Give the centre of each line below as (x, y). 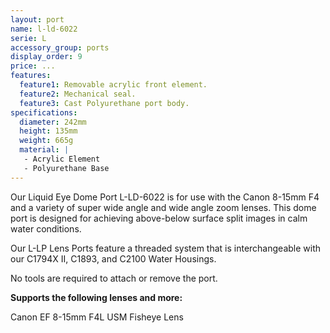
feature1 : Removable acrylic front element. (113, 85)
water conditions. (46, 228)
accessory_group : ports (60, 47)
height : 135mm (48, 131)
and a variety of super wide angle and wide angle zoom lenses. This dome (163, 207)
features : (31, 76)
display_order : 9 (46, 57)
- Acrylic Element (62, 159)
